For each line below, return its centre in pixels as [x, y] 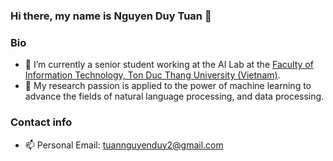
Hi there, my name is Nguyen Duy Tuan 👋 [111, 16]
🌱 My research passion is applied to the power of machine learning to [168, 86]
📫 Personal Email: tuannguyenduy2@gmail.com [124, 145]
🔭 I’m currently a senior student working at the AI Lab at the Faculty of [169, 65]
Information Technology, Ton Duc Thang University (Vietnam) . [152, 75]
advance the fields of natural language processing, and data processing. [174, 96]
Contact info [41, 122]
